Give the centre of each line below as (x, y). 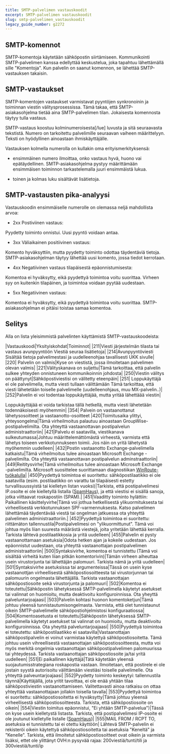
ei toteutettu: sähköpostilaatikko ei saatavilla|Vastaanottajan (68, 632)
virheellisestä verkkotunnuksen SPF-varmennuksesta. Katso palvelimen (80, 507)
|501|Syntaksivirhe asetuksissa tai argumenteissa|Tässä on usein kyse (79, 567)
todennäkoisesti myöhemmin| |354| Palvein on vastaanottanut (70, 410)
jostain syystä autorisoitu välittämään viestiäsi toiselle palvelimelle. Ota (79, 670)
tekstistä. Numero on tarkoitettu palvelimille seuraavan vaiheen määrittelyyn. (85, 133)
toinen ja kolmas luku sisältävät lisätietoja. (56, 179)
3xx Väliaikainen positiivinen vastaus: (52, 242)
